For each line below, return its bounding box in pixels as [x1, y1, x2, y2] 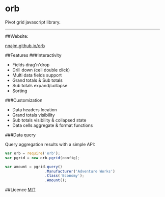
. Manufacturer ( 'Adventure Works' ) [44, 169, 115, 174]
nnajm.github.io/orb [5, 43, 45, 49]
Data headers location [12, 106, 57, 113]
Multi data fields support [12, 72, 62, 78]
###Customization [5, 97, 43, 103]
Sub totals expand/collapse [12, 82, 68, 88]
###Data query [5, 132, 36, 138]
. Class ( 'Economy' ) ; [44, 173, 84, 178]
